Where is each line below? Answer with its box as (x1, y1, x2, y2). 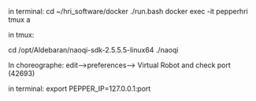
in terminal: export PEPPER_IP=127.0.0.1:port (8, 84, 151, 93)
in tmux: (8, 31, 35, 39)
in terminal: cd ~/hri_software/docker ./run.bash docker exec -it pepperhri (8, 7, 248, 16)
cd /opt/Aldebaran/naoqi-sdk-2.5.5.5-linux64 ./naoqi (8, 45, 179, 54)
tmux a (8, 15, 31, 24)
